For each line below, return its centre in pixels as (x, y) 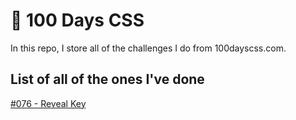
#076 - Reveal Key (48, 103)
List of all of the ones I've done (107, 79)
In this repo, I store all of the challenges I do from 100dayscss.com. (148, 48)
